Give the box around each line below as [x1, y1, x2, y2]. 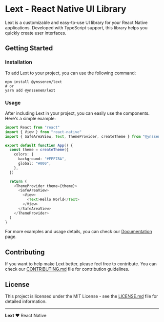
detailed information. [5, 299, 47, 304]
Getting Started [5, 44, 53, 52]
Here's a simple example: [5, 115, 56, 121]
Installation [5, 59, 33, 65]
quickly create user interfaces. [5, 30, 67, 36]
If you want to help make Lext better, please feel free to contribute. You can [5, 261, 157, 267]
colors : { [14, 152, 34, 157]
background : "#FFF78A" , [18, 156, 67, 162]
